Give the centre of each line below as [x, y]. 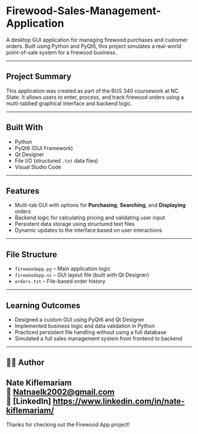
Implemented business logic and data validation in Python [85, 326]
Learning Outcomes [43, 305]
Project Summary [39, 77]
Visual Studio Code [38, 167]
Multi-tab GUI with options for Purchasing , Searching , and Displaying [100, 205]
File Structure [32, 255]
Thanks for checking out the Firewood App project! [68, 425]
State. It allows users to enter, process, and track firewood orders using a [95, 97]
